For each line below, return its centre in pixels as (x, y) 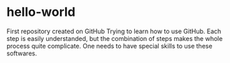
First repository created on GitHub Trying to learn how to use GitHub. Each (114, 31)
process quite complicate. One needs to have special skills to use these (109, 46)
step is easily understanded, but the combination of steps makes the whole (115, 38)
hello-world (41, 12)
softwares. (22, 53)
